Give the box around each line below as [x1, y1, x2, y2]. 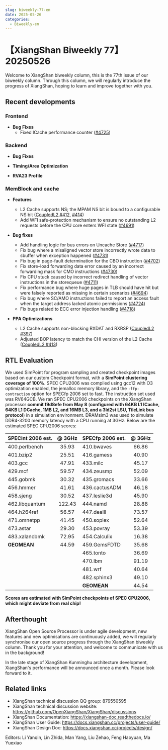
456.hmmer [8, 484, 36, 491]
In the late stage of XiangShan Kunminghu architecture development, [5, 660, 148, 666]
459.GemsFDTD [82, 541, 121, 548]
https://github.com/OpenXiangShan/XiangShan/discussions [12, 708, 137, 714]
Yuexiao [5, 739, 22, 745]
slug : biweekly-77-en [5, 7, 51, 13]
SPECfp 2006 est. [82, 435, 126, 442]
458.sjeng [8, 492, 32, 499]
